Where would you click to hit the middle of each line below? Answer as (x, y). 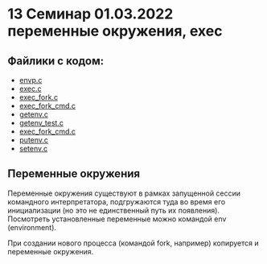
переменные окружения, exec (115, 31)
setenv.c (33, 148)
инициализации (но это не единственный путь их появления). (114, 210)
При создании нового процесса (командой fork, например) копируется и (133, 243)
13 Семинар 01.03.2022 (90, 14)
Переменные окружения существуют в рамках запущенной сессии (124, 193)
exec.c (30, 89)
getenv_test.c (41, 123)
